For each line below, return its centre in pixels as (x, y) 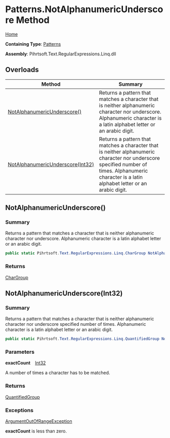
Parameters (20, 352)
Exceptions (19, 410)
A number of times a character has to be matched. (58, 373)
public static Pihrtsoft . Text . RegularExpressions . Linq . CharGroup (75, 253)
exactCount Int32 (26, 363)
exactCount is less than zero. (36, 431)
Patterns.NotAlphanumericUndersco (84, 9)
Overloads (22, 70)
